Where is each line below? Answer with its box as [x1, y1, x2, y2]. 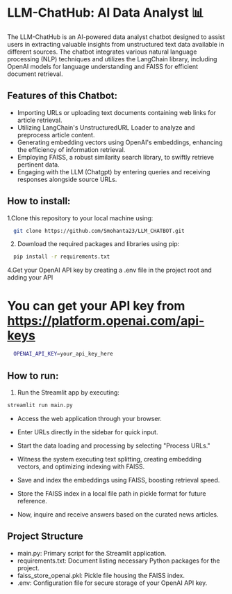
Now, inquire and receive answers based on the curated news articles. [17, 510, 219, 519]
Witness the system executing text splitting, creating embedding [17, 455, 201, 463]
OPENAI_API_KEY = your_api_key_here [13, 351, 113, 358]
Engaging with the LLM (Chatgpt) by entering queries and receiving [17, 167, 210, 176]
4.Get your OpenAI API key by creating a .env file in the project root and [7, 266, 212, 275]
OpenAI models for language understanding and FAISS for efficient [7, 62, 199, 70]
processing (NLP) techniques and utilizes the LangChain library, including [7, 54, 217, 63]
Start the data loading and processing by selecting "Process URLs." [17, 441, 210, 450]
